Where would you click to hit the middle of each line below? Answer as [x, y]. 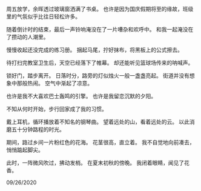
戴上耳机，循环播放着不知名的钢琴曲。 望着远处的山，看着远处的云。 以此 [98, 122]
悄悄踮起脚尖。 [25, 150]
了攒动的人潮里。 [28, 37]
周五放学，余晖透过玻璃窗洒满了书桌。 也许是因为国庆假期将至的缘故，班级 [100, 9]
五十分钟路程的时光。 [38, 129]
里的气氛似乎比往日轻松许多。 [43, 16]
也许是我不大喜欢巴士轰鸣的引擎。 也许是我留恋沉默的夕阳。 [81, 96]
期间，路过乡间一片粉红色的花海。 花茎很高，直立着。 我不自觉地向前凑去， [100, 142]
